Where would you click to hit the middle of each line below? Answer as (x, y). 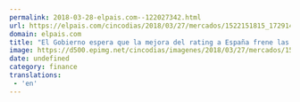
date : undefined (39, 59)
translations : (36, 75)
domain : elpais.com (46, 34)
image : (21, 51)
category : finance (43, 67)
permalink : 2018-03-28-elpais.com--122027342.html (105, 17)
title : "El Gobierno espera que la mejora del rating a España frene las (150, 42)
